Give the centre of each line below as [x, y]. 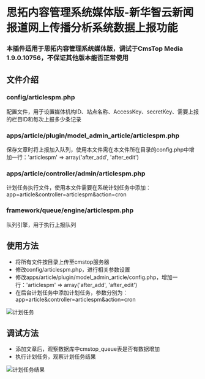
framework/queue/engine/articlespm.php [70, 210]
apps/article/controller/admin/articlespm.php [76, 174]
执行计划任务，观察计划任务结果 [55, 357]
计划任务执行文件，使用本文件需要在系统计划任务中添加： [79, 188]
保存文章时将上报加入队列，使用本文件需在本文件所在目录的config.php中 [98, 150]
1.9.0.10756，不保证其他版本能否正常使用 [67, 58]
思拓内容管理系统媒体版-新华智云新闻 [100, 13]
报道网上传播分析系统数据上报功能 [92, 28]
